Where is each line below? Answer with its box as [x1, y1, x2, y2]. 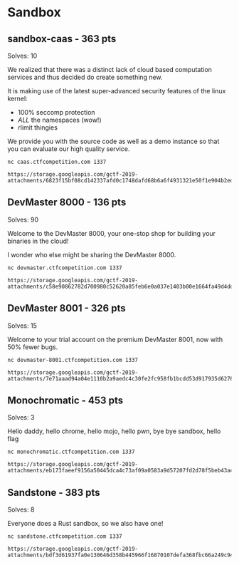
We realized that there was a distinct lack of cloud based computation [7, 66, 212, 73]
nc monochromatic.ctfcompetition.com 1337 [7, 448, 135, 456]
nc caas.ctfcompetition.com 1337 [7, 158, 107, 165]
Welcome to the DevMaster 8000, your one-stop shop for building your [7, 229, 216, 237]
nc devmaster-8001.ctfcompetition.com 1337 [7, 356, 139, 363]
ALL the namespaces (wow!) [17, 115, 102, 124]
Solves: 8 [7, 505, 35, 514]
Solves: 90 [7, 215, 39, 224]
